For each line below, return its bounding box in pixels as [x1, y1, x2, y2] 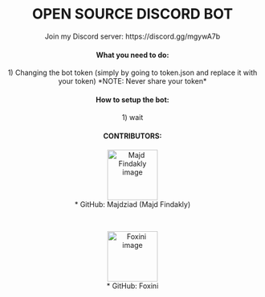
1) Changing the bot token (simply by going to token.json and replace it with [7, 68, 258, 77]
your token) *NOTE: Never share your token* [58, 76, 207, 86]
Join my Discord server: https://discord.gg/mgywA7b [44, 31, 221, 41]
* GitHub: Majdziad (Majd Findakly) [74, 199, 191, 209]
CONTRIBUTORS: [103, 130, 162, 141]
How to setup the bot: [96, 94, 169, 105]
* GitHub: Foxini [106, 281, 159, 291]
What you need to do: [96, 50, 169, 60]
